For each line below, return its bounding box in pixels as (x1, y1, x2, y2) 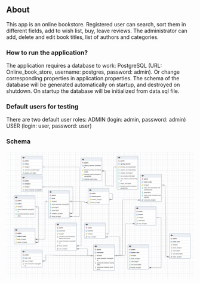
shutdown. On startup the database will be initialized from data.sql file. (6, 87, 180, 95)
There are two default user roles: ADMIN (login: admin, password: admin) (6, 116, 186, 123)
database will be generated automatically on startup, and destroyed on (6, 81, 180, 89)
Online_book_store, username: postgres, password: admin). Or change (6, 68, 180, 75)
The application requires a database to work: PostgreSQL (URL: (6, 62, 162, 70)
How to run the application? (6, 48, 88, 56)
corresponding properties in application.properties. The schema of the (6, 75, 180, 82)
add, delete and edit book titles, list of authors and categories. (6, 33, 159, 41)
